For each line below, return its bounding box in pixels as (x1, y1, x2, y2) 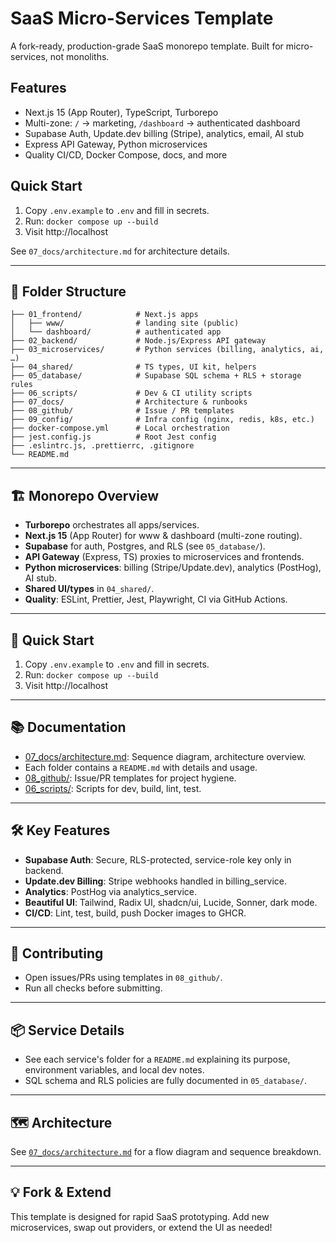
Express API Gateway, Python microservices (24, 138, 208, 150)
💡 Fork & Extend (10, 1184, 112, 1201)
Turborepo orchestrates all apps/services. (24, 519, 200, 531)
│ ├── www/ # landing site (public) (10, 318, 240, 329)
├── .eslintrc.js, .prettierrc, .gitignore (10, 441, 195, 451)
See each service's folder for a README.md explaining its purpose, (24, 1053, 291, 1066)
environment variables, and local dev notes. (24, 1064, 205, 1076)
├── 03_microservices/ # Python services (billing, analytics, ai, (10, 345, 325, 355)
